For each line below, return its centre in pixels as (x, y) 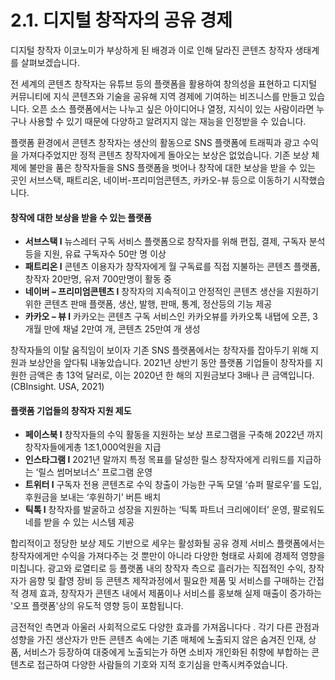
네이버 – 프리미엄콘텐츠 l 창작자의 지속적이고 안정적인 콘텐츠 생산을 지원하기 (172, 292)
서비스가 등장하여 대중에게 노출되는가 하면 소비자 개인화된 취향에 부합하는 (166, 652)
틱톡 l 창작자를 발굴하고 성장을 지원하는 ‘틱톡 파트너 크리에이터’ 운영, (157, 510)
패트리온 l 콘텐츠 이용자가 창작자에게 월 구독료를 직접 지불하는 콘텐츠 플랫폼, (172, 267)
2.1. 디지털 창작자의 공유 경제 (121, 20)
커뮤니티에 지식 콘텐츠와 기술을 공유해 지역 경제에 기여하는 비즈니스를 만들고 (158, 96)
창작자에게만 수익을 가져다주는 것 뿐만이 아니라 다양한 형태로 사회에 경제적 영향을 (168, 556)
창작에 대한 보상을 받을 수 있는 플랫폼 (81, 217)
